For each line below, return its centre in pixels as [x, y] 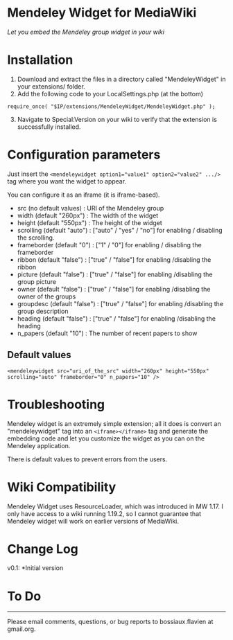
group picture [37, 281]
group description [43, 311]
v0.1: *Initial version [35, 568]
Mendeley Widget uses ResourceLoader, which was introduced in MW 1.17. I [115, 506]
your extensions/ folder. [51, 86]
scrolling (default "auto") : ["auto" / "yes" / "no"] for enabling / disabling [120, 230]
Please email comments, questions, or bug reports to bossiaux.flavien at [110, 622]
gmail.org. [21, 629]
